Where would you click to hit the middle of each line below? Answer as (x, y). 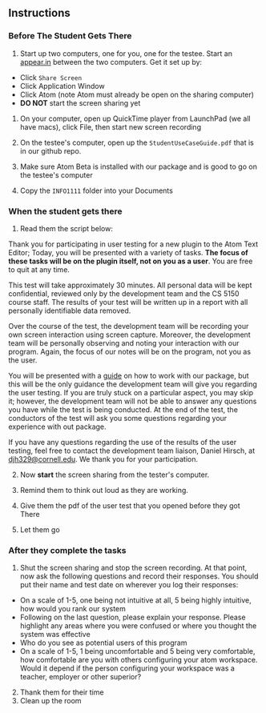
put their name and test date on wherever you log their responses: (129, 585)
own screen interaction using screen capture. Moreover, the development (129, 334)
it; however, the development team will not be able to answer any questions (133, 401)
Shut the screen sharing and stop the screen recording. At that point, (133, 568)
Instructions (39, 13)
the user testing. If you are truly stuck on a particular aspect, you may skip (131, 392)
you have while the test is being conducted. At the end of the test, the (123, 409)
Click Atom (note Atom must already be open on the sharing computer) (137, 94)
